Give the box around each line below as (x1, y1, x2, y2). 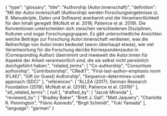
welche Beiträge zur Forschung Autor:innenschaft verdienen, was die (5, 36, 148, 42)
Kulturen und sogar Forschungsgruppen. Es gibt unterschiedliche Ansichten (5, 31, 162, 36)
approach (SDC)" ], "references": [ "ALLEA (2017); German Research (5, 78, 147, 84)
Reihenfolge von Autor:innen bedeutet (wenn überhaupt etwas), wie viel (5, 41, 154, 47)
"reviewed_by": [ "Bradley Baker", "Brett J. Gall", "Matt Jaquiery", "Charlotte (5, 94, 162, 100)
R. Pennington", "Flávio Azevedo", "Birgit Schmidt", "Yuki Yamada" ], (5, 100, 146, 105)
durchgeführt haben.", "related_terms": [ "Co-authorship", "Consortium (5, 62, 152, 68)
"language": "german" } (5, 105, 54, 111)
